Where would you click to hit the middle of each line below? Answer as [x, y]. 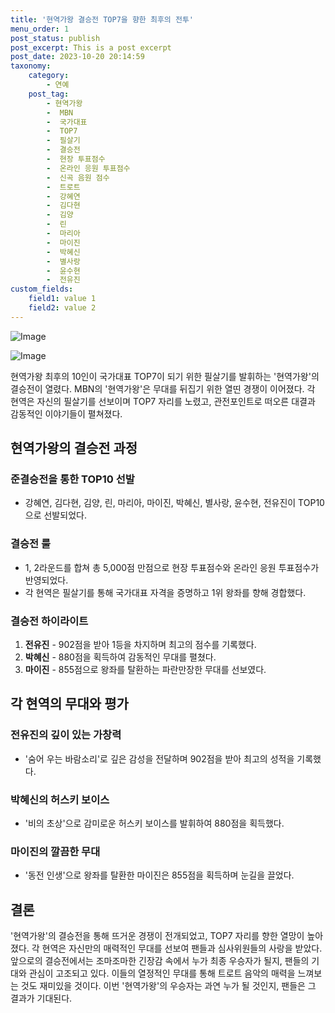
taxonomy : [31, 66]
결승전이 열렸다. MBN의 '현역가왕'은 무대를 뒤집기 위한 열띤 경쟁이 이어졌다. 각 [163, 388]
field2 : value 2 [62, 308]
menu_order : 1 [40, 29]
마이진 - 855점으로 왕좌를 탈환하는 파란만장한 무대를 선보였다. [145, 670]
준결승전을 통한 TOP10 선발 [72, 479]
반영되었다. [46, 580]
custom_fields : [42, 289]
